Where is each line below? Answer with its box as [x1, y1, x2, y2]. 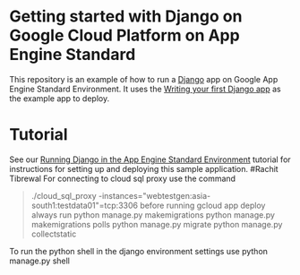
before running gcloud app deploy [140, 200, 266, 211]
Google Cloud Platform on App [9, 25, 240, 46]
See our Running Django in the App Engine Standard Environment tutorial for [9, 154, 291, 165]
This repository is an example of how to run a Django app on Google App [9, 73, 279, 84]
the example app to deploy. [9, 92, 110, 104]
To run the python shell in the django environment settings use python [9, 245, 269, 256]
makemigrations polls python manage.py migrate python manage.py [30, 219, 283, 229]
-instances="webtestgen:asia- [98, 190, 211, 201]
